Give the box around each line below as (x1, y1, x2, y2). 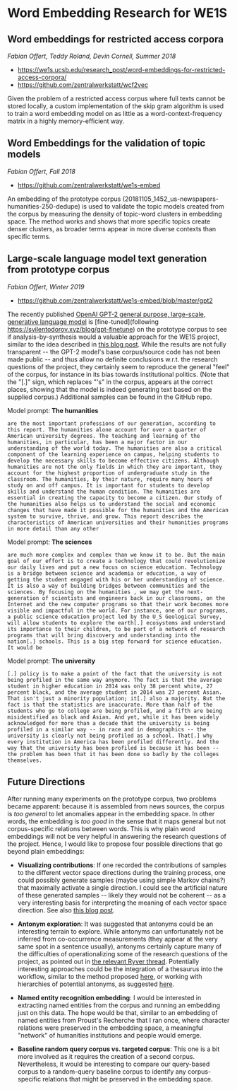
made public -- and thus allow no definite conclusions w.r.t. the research (7, 355, 218, 364)
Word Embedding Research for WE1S (7, 5, 228, 21)
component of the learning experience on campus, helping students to (7, 451, 219, 458)
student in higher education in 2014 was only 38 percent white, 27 (7, 683, 213, 690)
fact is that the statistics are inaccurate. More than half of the (7, 701, 213, 708)
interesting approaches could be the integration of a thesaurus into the (17, 965, 224, 973)
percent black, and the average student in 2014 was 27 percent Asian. (7, 688, 222, 696)
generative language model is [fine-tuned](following (7, 317, 159, 326)
